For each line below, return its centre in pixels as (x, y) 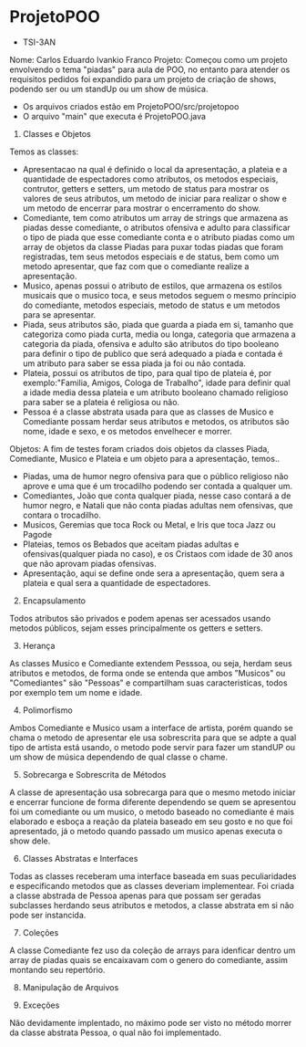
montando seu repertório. (57, 969)
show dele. (30, 841)
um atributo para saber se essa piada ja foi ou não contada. (134, 363)
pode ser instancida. (48, 915)
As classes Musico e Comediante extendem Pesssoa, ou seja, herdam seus (151, 663)
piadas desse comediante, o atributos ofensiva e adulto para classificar (157, 227)
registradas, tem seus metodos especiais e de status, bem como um (151, 257)
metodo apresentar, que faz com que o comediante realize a (136, 266)
